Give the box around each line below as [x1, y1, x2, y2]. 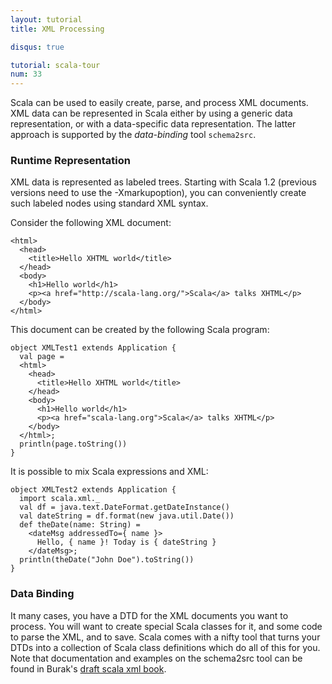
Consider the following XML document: [10, 217, 172, 229]
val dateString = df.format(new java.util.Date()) [19, 511, 235, 521]
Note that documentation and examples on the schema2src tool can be [10, 652, 303, 664]
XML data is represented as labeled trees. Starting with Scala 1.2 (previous [10, 176, 317, 188]
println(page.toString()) [19, 439, 128, 450]
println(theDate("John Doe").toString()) [19, 555, 195, 565]
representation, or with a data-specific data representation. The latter [10, 118, 297, 130]
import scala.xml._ [19, 494, 101, 504]
